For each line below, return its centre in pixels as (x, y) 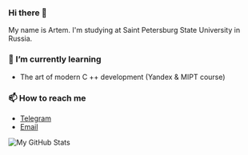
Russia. (20, 38)
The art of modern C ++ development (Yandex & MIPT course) (122, 77)
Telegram (36, 118)
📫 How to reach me (47, 97)
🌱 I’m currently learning (55, 59)
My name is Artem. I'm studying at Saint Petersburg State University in (124, 30)
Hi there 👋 (28, 13)
